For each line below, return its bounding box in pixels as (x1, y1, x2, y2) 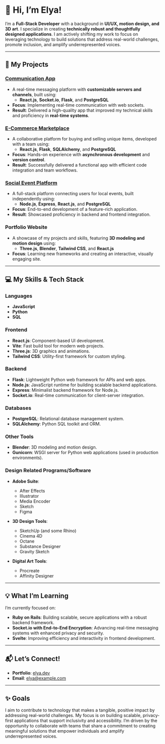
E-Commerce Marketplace (5, 125, 70, 132)
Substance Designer (19, 543, 61, 549)
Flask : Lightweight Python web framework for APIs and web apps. (12, 376, 146, 382)
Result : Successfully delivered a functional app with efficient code (12, 162, 147, 168)
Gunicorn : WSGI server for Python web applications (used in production (12, 450, 159, 456)
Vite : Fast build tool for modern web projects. (12, 343, 105, 348)
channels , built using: (12, 91, 56, 97)
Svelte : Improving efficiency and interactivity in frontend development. (12, 635, 156, 641)
